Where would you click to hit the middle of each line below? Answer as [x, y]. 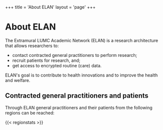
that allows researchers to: [32, 46]
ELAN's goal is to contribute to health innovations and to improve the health [81, 75]
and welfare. [18, 80]
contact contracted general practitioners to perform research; [75, 55]
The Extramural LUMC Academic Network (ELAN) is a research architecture [82, 40]
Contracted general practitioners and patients [77, 96]
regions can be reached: [30, 113]
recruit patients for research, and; [46, 60]
